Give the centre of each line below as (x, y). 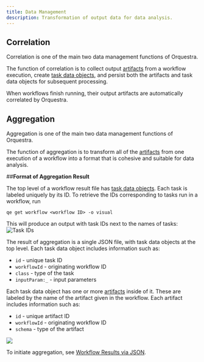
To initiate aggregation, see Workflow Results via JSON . (76, 352)
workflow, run (23, 201)
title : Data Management (37, 12)
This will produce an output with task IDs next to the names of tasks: (92, 224)
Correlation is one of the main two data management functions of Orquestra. (102, 57)
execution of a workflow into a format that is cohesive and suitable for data (100, 158)
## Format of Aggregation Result (48, 176)
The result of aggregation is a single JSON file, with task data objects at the (101, 242)
